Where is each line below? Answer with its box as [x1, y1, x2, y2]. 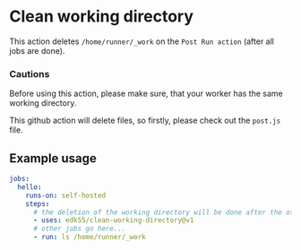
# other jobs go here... [32, 224, 126, 234]
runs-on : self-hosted [25, 191, 106, 200]
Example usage [9, 151, 97, 166]
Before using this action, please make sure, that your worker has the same [9, 88, 284, 99]
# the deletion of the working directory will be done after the [32, 208, 282, 217]
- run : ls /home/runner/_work [32, 233, 146, 242]
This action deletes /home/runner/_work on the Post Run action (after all [9, 36, 275, 47]
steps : [25, 199, 50, 208]
